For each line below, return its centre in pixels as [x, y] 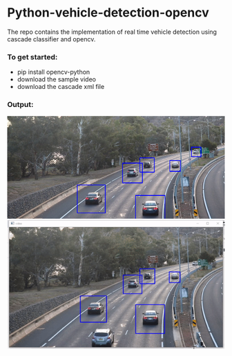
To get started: [32, 57]
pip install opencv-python [54, 72]
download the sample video [57, 79]
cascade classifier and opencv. [51, 39]
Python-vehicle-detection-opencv [108, 13]
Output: [20, 105]
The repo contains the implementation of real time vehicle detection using [112, 32]
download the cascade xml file [61, 87]
